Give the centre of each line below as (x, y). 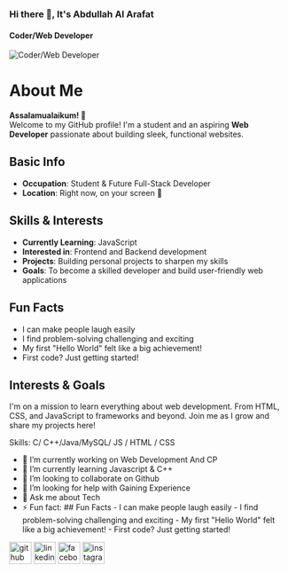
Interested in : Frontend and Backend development (114, 251)
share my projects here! (52, 426)
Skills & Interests (56, 221)
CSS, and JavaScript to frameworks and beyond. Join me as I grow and (140, 416)
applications (44, 279)
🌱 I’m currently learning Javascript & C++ (97, 469)
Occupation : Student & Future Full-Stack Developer (116, 183)
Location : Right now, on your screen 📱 (92, 192)
